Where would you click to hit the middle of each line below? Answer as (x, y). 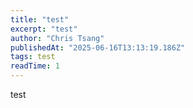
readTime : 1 (35, 66)
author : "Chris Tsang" (57, 38)
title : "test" (40, 19)
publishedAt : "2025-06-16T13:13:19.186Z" (98, 47)
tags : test (33, 57)
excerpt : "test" (44, 29)
